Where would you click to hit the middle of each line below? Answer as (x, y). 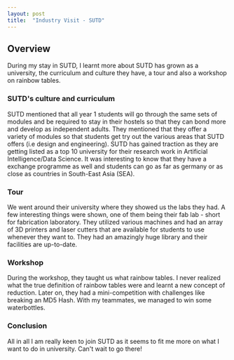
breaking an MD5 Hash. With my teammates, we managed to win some (110, 300)
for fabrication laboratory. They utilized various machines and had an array (115, 222)
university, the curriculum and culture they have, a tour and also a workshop (117, 73)
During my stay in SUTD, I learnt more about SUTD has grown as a (103, 66)
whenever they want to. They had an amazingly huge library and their (108, 236)
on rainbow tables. (34, 81)
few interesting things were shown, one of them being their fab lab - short (114, 214)
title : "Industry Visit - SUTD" (56, 20)
